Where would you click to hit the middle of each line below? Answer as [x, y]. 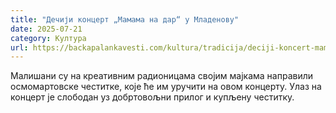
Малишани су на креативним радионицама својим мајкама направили [162, 76]
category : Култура [48, 38]
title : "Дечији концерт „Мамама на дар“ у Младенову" [125, 19]
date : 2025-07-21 [46, 29]
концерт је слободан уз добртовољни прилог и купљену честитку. [152, 97]
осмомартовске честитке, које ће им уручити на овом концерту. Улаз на [166, 87]
